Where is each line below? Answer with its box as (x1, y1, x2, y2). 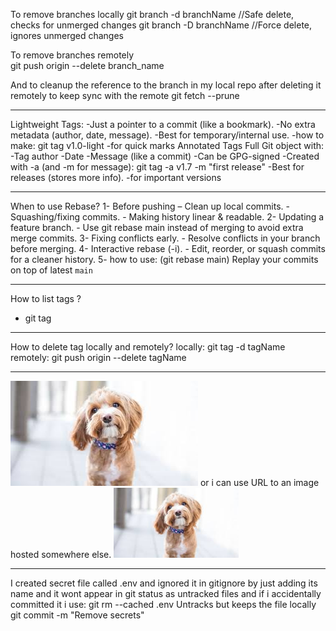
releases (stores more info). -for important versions (10, 172, 222, 183)
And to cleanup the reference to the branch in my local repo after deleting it (10, 79, 322, 91)
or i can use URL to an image (199, 477, 320, 488)
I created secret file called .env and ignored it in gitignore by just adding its (10, 577, 318, 589)
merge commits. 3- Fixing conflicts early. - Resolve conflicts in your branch (10, 232, 321, 244)
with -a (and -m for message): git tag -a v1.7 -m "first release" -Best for (10, 161, 305, 173)
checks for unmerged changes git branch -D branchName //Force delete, (10, 19, 313, 31)
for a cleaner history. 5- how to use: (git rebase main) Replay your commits (10, 254, 319, 265)
